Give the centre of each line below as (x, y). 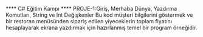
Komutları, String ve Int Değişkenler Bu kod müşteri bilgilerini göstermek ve (99, 15)
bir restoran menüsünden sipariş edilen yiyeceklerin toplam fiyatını (89, 21)
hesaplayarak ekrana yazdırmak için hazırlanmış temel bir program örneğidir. (101, 27)
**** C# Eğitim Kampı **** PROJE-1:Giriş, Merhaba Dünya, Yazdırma (91, 9)
